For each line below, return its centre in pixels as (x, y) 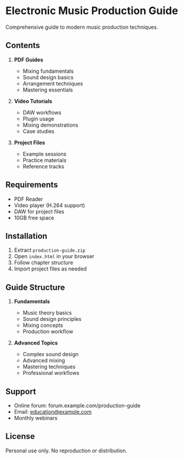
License (20, 436)
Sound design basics (48, 77)
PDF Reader (28, 199)
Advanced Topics (36, 343)
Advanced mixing (44, 361)
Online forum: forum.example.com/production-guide (77, 405)
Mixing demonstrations (50, 125)
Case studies (38, 131)
